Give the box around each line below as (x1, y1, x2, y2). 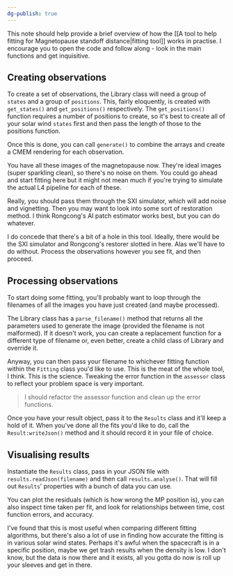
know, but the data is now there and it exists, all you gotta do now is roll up (7, 554, 221, 562)
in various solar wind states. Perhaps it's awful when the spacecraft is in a (7, 538, 220, 547)
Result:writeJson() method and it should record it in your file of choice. (7, 429, 214, 437)
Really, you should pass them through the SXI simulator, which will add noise (7, 197, 227, 205)
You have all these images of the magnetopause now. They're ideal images (7, 161, 222, 170)
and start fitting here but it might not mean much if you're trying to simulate (7, 176, 223, 184)
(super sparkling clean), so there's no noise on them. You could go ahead (7, 168, 218, 177)
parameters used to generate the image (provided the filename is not (7, 321, 205, 330)
